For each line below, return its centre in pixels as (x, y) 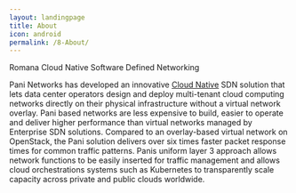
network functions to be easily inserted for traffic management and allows (144, 160)
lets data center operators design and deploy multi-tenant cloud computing (147, 94)
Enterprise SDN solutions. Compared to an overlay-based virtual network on (148, 132)
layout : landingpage (48, 17)
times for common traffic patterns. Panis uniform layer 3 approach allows (143, 151)
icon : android (36, 34)
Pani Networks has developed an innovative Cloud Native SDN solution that (147, 84)
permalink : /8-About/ (49, 42)
